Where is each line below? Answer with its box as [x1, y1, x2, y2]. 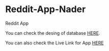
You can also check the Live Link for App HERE [5, 39, 104, 46]
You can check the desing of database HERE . [5, 30, 100, 36]
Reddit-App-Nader [5, 4, 86, 15]
